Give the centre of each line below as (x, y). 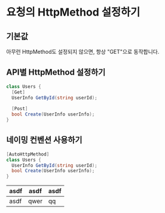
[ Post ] (20, 109)
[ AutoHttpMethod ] (28, 154)
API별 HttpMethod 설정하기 (56, 72)
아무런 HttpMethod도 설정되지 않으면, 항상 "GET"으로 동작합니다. (83, 52)
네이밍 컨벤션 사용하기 (44, 140)
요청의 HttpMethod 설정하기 (73, 12)
